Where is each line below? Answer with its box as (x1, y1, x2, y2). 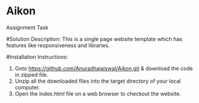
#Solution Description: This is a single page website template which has (6, 35, 183, 42)
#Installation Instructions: (6, 53, 69, 60)
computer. (14, 83, 41, 90)
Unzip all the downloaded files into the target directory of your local (14, 77, 181, 85)
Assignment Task (6, 24, 49, 31)
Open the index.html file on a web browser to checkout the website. (14, 90, 182, 97)
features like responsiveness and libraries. (6, 42, 110, 49)
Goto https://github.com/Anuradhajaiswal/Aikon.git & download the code (14, 64, 193, 72)
